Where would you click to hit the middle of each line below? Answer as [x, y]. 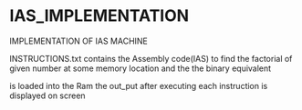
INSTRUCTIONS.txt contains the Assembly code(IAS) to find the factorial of [151, 58]
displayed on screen [47, 95]
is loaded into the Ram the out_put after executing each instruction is [139, 85]
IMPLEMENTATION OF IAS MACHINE [79, 41]
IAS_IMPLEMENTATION [99, 16]
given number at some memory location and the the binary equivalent [141, 68]
